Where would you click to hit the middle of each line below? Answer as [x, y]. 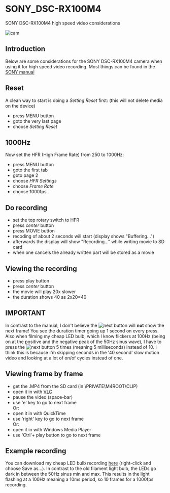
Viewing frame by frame [44, 374]
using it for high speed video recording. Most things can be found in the [80, 66]
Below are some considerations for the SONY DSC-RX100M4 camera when [84, 61]
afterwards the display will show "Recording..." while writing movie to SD [89, 242]
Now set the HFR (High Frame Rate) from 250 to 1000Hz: [65, 155]
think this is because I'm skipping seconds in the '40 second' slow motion [82, 352]
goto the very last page [37, 121]
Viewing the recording [41, 268]
